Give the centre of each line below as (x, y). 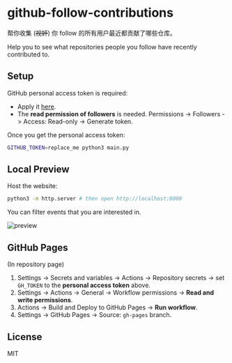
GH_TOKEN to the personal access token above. (84, 285)
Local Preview (38, 170)
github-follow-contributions (91, 13)
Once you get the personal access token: (66, 134)
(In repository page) (36, 264)
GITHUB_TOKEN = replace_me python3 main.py (68, 148)
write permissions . (45, 300)
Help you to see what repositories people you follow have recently (102, 47)
